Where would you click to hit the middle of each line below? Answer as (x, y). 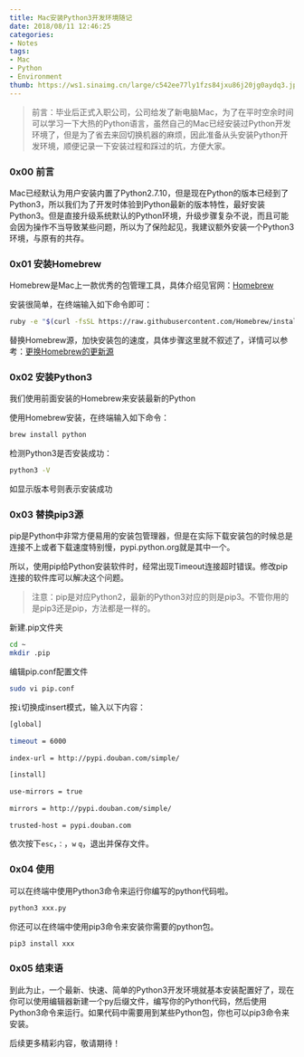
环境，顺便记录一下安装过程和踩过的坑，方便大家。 (135, 146)
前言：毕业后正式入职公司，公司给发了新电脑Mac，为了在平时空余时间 (162, 112)
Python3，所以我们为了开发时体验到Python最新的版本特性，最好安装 (137, 204)
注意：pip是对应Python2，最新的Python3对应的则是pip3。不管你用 (156, 597)
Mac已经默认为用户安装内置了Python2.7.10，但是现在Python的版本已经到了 (149, 193)
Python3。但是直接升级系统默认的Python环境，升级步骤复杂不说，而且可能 (149, 215)
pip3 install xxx (42, 943)
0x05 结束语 (36, 968)
